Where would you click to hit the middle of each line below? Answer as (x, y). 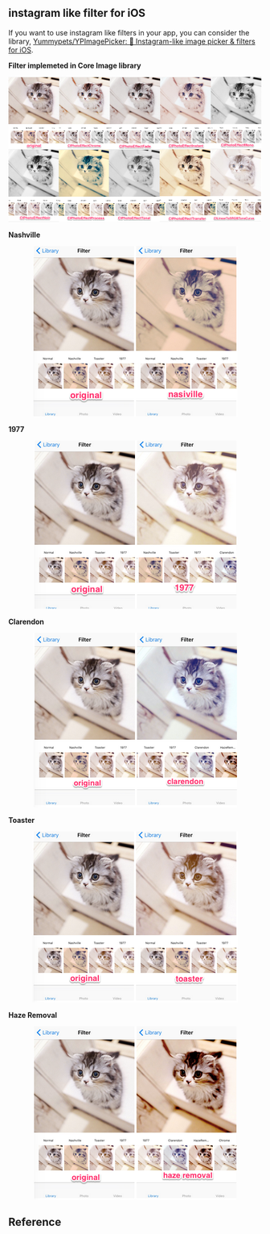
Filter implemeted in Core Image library (75, 65)
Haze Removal (33, 1016)
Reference (35, 1222)
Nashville (25, 235)
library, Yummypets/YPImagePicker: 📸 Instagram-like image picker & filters (132, 41)
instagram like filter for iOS (77, 13)
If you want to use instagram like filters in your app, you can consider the (129, 32)
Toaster (21, 821)
